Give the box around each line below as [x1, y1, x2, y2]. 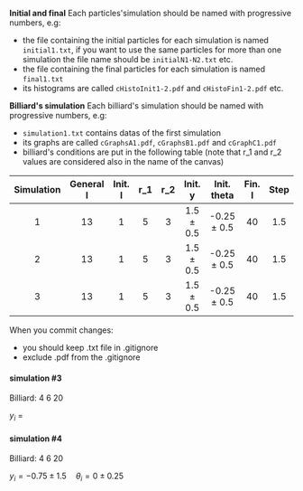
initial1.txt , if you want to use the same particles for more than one [22, 44, 282, 55]
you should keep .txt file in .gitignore [22, 343, 159, 353]
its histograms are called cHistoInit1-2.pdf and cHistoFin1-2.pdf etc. [22, 83, 284, 93]
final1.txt [22, 75, 64, 84]
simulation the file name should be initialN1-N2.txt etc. [22, 54, 234, 64]
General [69, 178, 105, 190]
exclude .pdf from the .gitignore [22, 352, 141, 363]
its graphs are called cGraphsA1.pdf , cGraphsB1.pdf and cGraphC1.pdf [22, 137, 277, 147]
